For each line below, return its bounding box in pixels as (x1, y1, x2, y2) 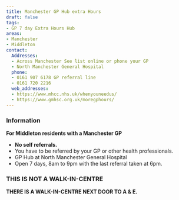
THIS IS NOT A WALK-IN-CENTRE (6, 175, 104, 183)
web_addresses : (11, 86, 49, 92)
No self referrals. (14, 141, 58, 148)
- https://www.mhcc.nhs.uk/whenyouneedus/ (11, 91, 117, 97)
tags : (6, 20, 19, 25)
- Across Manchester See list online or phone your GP (11, 58, 149, 64)
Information (6, 116, 41, 124)
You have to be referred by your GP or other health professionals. (14, 147, 174, 154)
